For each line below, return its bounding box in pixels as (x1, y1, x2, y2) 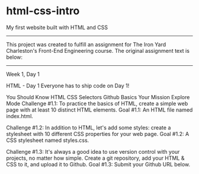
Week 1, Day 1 (6, 70, 40, 78)
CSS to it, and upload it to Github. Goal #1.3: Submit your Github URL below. (6, 160, 191, 167)
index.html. (6, 112, 34, 119)
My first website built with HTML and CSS (6, 24, 108, 31)
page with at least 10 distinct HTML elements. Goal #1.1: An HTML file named (6, 106, 193, 113)
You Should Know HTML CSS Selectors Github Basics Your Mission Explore (6, 93, 190, 100)
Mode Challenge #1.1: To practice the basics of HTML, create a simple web (6, 100, 188, 107)
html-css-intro (6, 4, 80, 18)
